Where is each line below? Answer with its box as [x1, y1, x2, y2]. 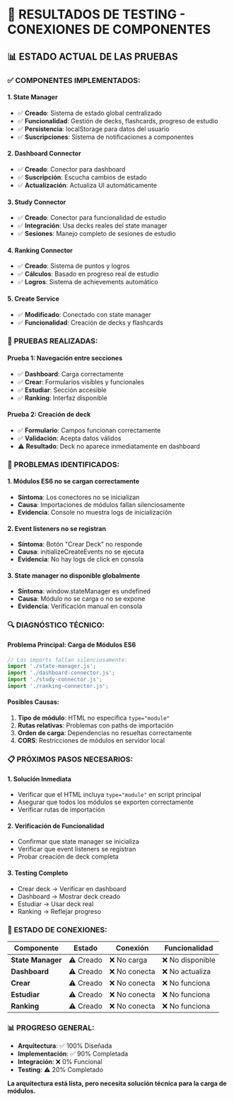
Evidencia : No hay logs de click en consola [17, 555, 144, 564]
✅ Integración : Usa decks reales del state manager [17, 221, 168, 230]
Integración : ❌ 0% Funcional [17, 1058, 103, 1066]
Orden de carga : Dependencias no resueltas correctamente [17, 729, 192, 737]
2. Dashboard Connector [7, 149, 81, 158]
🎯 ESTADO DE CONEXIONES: [7, 924, 107, 934]
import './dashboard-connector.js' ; [7, 669, 115, 676]
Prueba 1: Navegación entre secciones [7, 354, 123, 362]
